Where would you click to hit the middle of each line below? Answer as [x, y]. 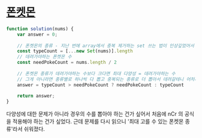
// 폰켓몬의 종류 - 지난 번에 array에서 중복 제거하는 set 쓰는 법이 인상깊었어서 [106, 46]
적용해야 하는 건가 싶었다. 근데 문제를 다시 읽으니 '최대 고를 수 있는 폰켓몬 [98, 122]
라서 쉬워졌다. [29, 129]
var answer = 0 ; [38, 34]
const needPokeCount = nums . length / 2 [67, 63]
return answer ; [36, 96]
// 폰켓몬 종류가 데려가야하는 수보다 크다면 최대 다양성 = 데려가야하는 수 [96, 74]
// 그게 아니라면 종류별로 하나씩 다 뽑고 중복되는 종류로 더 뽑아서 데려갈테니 [100, 79]
